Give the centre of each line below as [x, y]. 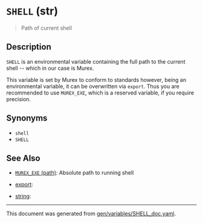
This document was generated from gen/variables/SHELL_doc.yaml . [91, 214]
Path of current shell [47, 28]
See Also [23, 158]
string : [23, 196]
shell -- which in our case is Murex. [50, 68]
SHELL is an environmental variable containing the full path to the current [96, 61]
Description [29, 47]
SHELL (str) [32, 11]
